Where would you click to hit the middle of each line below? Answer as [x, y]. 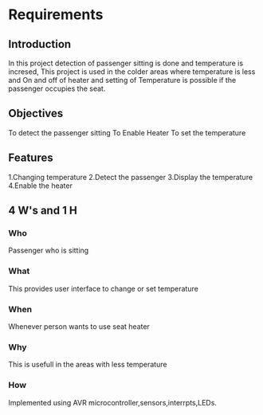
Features [31, 158]
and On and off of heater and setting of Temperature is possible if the [122, 80]
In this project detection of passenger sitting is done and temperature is [126, 63]
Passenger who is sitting [49, 251]
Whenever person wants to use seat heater [79, 326]
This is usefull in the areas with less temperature [88, 365]
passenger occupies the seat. [57, 88]
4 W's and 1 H [43, 211]
